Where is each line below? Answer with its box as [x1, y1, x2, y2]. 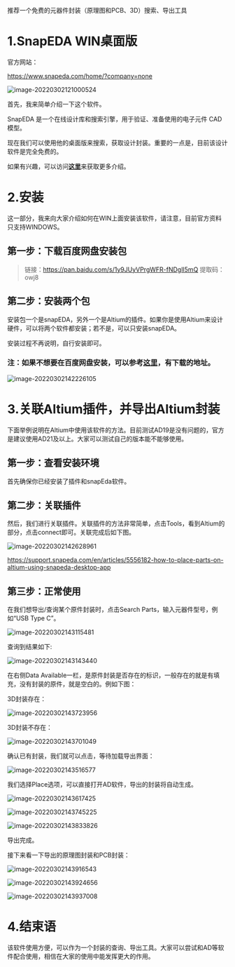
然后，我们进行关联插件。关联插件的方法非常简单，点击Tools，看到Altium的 [7, 519, 225, 528]
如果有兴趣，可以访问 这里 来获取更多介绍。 [7, 162, 130, 171]
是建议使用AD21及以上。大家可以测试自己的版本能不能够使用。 [7, 434, 187, 443]
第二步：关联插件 [7, 499, 81, 511]
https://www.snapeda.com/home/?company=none [7, 72, 152, 80]
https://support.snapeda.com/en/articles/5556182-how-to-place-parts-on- [7, 556, 224, 564]
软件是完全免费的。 [7, 147, 63, 156]
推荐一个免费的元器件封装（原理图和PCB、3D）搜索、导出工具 [7, 6, 187, 14]
